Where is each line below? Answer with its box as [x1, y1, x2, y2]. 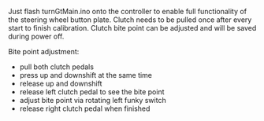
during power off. [8, 31, 65, 41]
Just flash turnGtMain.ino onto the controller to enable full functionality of [8, 7, 247, 16]
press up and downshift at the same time [19, 71, 152, 79]
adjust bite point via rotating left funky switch [19, 96, 167, 104]
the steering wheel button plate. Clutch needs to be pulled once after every [8, 15, 252, 24]
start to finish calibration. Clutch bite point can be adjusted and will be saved [8, 24, 257, 32]
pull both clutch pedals [19, 62, 95, 71]
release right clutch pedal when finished [19, 104, 151, 113]
